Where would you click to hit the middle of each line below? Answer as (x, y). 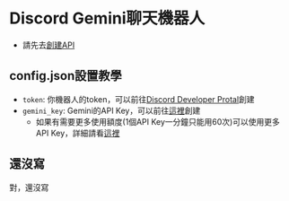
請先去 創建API (48, 45)
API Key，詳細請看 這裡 (78, 133)
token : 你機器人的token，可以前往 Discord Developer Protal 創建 (138, 99)
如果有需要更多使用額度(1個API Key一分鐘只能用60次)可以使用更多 (158, 121)
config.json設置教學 (66, 76)
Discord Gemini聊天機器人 (107, 18)
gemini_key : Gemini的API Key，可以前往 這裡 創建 (111, 110)
